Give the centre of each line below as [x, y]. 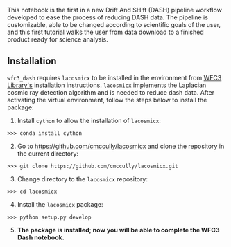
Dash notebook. [41, 237]
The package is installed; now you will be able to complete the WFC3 [118, 230]
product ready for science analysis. [58, 39]
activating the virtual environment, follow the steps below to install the [107, 100]
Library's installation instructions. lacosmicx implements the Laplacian [107, 85]
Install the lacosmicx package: [60, 204]
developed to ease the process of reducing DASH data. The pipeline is [108, 17]
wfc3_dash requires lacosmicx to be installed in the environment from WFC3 [114, 77]
